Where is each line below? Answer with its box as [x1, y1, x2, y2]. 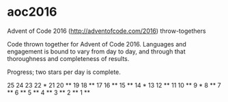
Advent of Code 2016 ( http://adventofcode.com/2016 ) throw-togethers [7, 27, 206, 35]
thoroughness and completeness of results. [7, 54, 130, 62]
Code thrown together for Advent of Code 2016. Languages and [7, 40, 186, 48]
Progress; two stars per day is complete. [7, 68, 122, 76]
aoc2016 [7, 4, 57, 20]
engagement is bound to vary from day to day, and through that [7, 47, 186, 55]
